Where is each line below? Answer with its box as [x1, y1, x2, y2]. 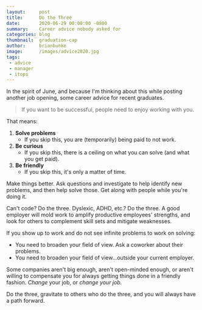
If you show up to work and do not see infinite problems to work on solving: [6, 229, 196, 237]
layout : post [6, 9, 50, 15]
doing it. [6, 193, 27, 201]
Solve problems [15, 129, 56, 137]
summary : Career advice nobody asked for [6, 26, 121, 32]
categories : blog [6, 32, 50, 38]
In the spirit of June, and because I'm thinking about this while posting [6, 88, 183, 95]
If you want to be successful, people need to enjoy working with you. [21, 106, 195, 113]
